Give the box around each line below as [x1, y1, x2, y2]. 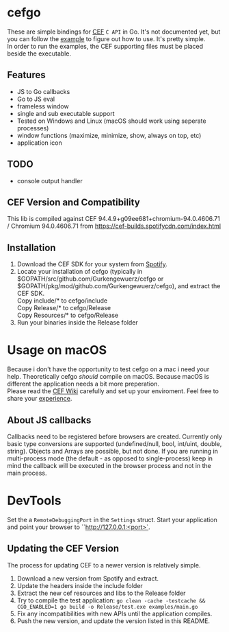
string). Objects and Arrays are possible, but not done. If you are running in [7, 447, 219, 455]
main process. [7, 469, 47, 477]
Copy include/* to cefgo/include [16, 296, 108, 305]
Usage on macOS [7, 342, 107, 358]
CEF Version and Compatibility [7, 196, 140, 208]
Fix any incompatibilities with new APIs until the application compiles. [16, 609, 213, 618]
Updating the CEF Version [7, 543, 120, 554]
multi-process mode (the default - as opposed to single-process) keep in [7, 454, 213, 463]
